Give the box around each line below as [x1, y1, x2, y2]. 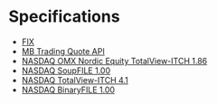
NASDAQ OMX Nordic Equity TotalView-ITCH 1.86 [21, 55, 208, 66]
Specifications [8, 6, 120, 27]
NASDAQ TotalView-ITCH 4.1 [21, 74, 128, 85]
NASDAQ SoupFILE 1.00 [21, 65, 110, 76]
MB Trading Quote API [21, 45, 105, 56]
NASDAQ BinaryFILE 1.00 [21, 84, 115, 95]
